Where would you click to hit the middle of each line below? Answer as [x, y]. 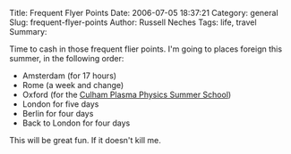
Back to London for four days [76, 123]
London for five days [60, 104]
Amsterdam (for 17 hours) [69, 76]
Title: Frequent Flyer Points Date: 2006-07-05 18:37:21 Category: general [144, 13]
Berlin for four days [58, 113]
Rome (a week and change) [73, 85]
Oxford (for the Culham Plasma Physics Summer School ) [127, 94]
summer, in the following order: [67, 58]
